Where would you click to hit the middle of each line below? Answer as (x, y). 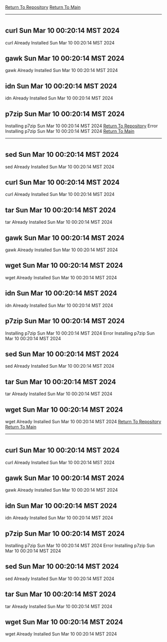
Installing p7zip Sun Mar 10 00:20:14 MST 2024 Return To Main (70, 131)
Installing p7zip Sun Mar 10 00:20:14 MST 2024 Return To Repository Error (82, 126)
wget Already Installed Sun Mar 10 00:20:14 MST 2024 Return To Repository (83, 421)
